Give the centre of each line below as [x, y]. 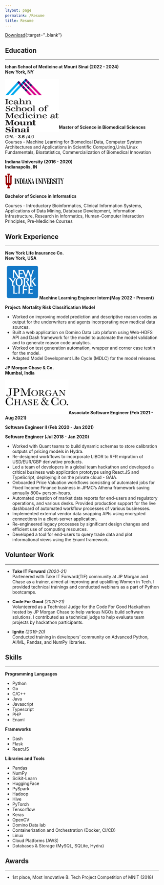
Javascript [23, 704]
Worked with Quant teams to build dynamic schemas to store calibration [84, 446]
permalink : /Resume [25, 15]
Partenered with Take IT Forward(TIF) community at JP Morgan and [80, 576]
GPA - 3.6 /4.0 [20, 137]
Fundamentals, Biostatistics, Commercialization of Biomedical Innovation [78, 152]
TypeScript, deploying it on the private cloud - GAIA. [65, 477]
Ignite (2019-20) [29, 632]
